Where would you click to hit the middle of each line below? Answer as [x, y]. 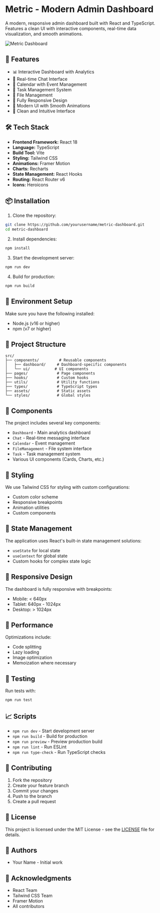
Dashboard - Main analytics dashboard [52, 433]
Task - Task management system [46, 454]
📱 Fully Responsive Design [40, 100]
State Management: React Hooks [47, 174]
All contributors [28, 906]
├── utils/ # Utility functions [52, 382]
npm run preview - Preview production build [57, 741]
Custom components [34, 513]
